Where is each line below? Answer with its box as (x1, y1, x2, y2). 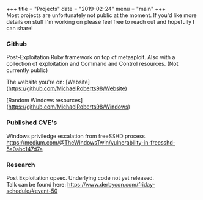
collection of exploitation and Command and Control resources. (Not (6, 60, 179, 68)
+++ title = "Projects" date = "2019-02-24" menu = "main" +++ (6, 5, 166, 12)
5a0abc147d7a (6, 145, 43, 152)
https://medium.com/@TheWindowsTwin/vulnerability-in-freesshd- (6, 138, 175, 146)
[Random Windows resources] (6, 97, 83, 104)
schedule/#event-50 (6, 187, 58, 195)
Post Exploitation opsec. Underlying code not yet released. (6, 174, 155, 182)
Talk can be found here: (6, 180, 66, 188)
